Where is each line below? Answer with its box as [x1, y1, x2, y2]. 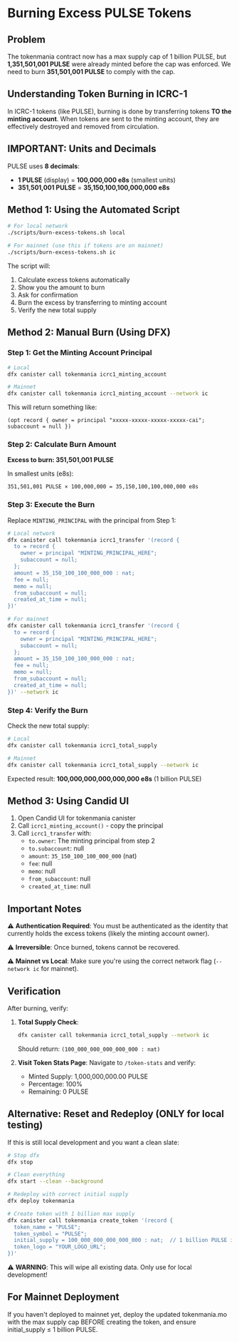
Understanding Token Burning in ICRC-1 [7, 88, 188, 101]
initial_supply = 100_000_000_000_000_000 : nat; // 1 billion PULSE [14, 1237, 228, 1244]
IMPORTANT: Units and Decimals [7, 143, 156, 155]
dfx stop [7, 1158, 33, 1166]
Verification [7, 985, 61, 997]
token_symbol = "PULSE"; [14, 1230, 87, 1238]
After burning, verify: [7, 1004, 69, 1012]
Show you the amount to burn [17, 283, 105, 292]
